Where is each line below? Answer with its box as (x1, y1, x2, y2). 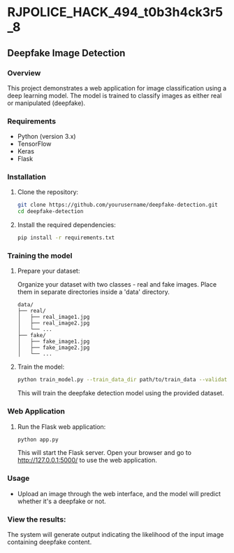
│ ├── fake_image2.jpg (17, 344, 90, 351)
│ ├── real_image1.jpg (17, 313, 90, 321)
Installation (7, 172, 47, 182)
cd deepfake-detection (17, 208, 84, 215)
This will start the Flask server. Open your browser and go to (17, 449, 192, 457)
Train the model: (17, 362, 65, 371)
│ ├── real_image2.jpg (17, 320, 90, 327)
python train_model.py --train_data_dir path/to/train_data (17, 376, 196, 383)
